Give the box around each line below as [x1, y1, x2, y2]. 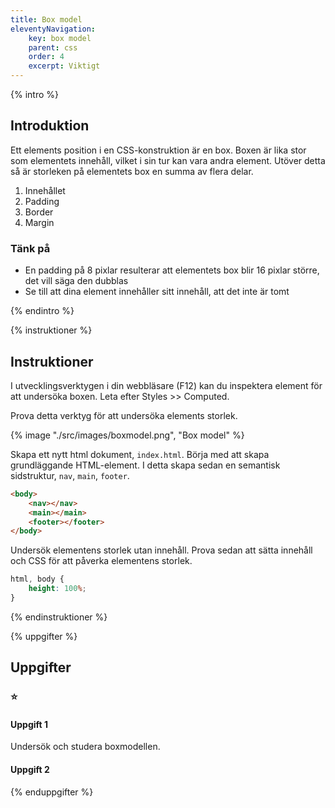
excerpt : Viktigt [28, 61, 101, 71]
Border [24, 206, 54, 218]
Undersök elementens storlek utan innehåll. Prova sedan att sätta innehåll [10, 544, 313, 556]
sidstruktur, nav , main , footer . [10, 469, 130, 481]
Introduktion [10, 117, 90, 135]
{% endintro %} [10, 305, 75, 317]
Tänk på [10, 241, 51, 255]
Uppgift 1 [10, 718, 49, 730]
